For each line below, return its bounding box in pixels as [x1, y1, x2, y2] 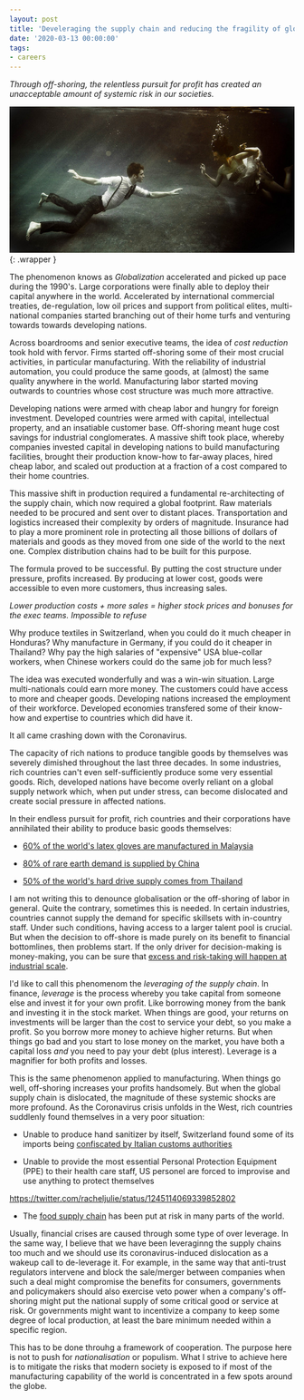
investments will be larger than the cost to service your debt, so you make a [9, 1016, 292, 1028]
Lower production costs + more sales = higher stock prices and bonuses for [9, 600, 294, 611]
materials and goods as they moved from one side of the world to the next [9, 536, 286, 548]
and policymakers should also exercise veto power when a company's [9, 1286, 271, 1297]
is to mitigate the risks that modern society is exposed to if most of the [9, 1361, 273, 1373]
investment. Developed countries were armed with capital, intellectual [9, 413, 270, 423]
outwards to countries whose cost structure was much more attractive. [9, 385, 274, 396]
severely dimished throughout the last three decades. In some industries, [9, 757, 282, 768]
